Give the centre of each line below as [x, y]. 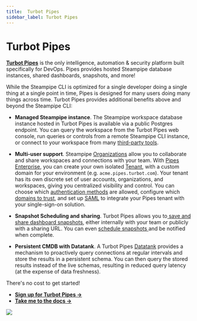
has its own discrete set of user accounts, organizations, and [89, 179]
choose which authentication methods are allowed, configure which [97, 192]
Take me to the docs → [43, 301]
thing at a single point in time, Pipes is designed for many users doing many [98, 93]
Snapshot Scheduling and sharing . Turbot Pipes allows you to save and [103, 216]
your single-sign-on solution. [50, 205]
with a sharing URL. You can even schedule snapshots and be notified [100, 228]
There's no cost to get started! [43, 283]
